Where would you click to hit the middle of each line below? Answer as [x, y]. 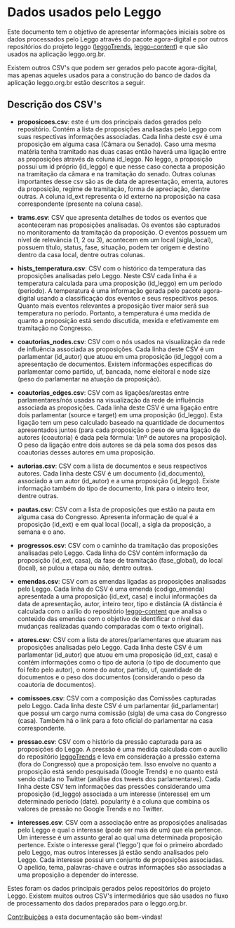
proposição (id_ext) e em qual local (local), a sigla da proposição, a [114, 524]
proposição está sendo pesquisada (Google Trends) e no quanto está [118, 771]
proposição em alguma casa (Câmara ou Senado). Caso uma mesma [116, 144]
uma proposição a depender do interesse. [78, 875]
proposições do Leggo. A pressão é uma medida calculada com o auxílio [122, 749]
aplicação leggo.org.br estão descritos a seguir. [76, 82]
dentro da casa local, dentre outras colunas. [81, 254]
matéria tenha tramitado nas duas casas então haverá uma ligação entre [122, 151]
